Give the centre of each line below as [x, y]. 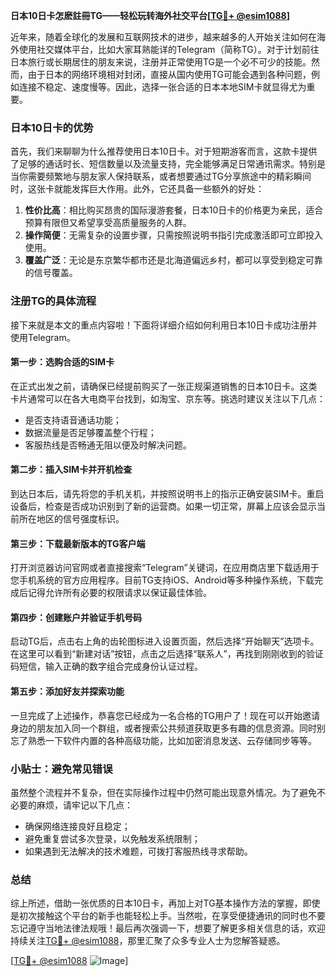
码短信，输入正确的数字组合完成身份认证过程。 [106, 666]
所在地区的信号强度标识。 [71, 518]
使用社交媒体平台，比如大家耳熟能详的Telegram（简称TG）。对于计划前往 [169, 49]
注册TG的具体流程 [53, 301]
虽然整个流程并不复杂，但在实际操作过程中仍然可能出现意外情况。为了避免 [163, 792]
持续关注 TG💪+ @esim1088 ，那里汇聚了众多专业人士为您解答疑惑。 [148, 941]
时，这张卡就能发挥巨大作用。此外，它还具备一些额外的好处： [137, 189]
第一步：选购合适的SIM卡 [62, 362]
